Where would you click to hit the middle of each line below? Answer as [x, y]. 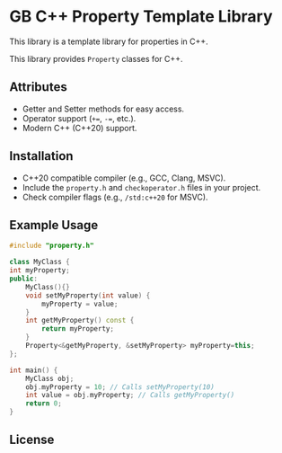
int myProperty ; [40, 271]
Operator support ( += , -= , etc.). [79, 118]
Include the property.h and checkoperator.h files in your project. [141, 187]
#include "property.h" [52, 246]
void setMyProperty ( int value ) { [88, 295]
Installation [41, 156]
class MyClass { [40, 262]
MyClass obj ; [50, 378]
